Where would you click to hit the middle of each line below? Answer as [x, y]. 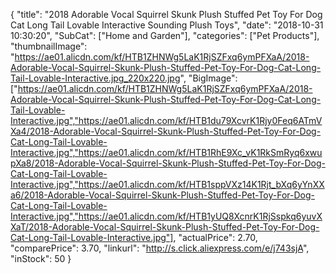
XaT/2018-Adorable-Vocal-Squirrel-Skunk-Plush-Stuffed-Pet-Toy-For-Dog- [165, 227]
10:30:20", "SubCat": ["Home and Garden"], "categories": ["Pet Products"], [165, 35]
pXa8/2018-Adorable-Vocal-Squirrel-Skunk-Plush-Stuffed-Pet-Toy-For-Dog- [168, 163]
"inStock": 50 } [41, 258]
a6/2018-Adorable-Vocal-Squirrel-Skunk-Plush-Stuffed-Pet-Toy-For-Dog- [162, 195]
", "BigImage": [208, 78]
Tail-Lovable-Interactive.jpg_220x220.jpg [95, 78]
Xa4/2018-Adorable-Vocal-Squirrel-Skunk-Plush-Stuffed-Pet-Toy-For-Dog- [166, 131]
